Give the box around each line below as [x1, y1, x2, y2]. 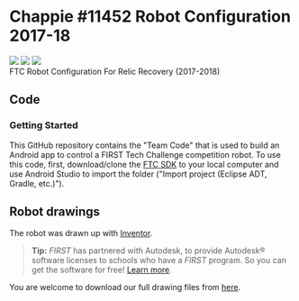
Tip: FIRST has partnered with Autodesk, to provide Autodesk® [31, 245, 266, 256]
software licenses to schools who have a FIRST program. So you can [31, 255, 286, 266]
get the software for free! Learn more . [31, 264, 173, 276]
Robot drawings [9, 205, 101, 220]
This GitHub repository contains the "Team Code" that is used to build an [9, 140, 280, 150]
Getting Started [9, 119, 78, 132]
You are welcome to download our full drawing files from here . [9, 282, 241, 293]
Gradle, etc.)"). [9, 178, 65, 188]
